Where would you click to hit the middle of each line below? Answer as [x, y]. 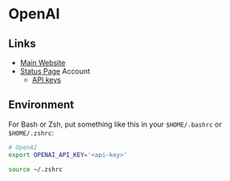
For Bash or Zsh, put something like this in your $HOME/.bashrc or [115, 124]
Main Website [43, 62]
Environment [41, 105]
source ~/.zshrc [35, 169]
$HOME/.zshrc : [31, 132]
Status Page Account [55, 71]
